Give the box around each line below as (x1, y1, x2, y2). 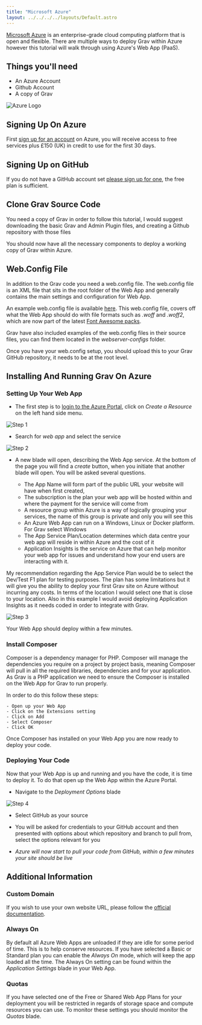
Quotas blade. (6, 1013, 42, 1020)
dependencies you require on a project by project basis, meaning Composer (6, 660, 196, 668)
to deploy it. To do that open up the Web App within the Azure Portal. (6, 776, 178, 783)
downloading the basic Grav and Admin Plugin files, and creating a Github (6, 222, 190, 229)
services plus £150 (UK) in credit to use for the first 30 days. (6, 142, 156, 149)
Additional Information (6, 871, 93, 882)
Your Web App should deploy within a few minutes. (6, 625, 133, 632)
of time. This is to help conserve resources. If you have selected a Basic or (6, 945, 192, 952)
